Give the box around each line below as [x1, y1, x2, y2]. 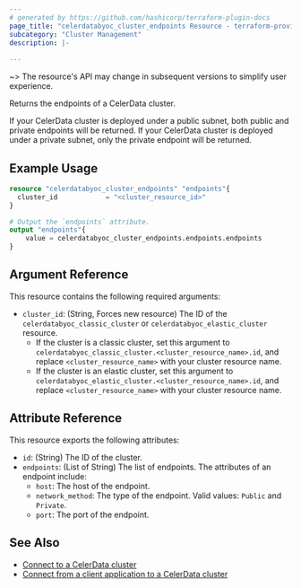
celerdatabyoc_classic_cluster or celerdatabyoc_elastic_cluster [21, 318, 268, 329]
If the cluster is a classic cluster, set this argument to [35, 337, 230, 347]
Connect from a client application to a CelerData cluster [21, 568, 228, 579]
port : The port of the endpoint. [35, 509, 150, 520]
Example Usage [9, 161, 99, 176]
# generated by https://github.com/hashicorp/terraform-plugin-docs [9, 13, 271, 22]
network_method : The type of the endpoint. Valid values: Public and [35, 490, 282, 501]
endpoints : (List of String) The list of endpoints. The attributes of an [21, 461, 271, 472]
